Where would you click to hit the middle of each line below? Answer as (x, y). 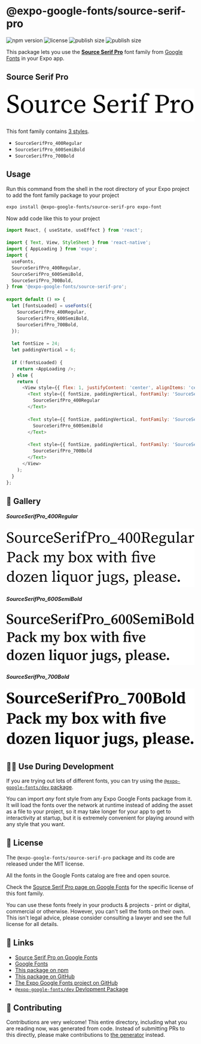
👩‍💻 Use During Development (60, 767)
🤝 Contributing (34, 1008)
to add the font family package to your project (63, 195)
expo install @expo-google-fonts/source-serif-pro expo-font (84, 207)
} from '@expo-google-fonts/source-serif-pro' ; (67, 287)
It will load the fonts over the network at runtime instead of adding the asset (100, 805)
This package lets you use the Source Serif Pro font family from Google (95, 51)
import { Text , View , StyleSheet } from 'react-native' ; (79, 243)
